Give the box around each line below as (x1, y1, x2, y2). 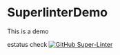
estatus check (7, 40, 48, 48)
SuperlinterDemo (7, 5, 108, 20)
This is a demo (7, 27, 49, 35)
